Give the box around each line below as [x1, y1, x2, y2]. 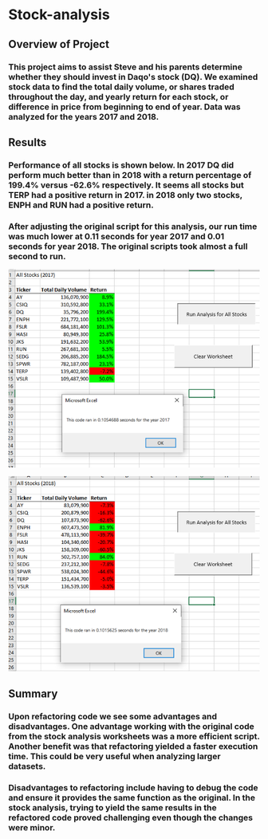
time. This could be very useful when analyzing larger [8, 750, 221, 762]
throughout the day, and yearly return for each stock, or [8, 91, 229, 102]
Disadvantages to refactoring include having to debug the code [8, 782, 258, 793]
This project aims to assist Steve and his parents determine [8, 61, 243, 73]
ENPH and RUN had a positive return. [8, 199, 154, 211]
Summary [8, 687, 58, 700]
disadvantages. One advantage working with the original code [8, 720, 255, 731]
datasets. [8, 760, 46, 771]
